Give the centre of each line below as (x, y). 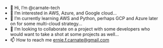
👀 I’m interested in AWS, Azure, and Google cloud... (63, 13)
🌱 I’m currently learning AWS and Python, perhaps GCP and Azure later (84, 18)
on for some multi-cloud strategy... (46, 23)
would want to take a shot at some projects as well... (65, 34)
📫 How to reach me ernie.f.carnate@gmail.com (60, 40)
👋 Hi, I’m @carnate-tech (35, 8)
